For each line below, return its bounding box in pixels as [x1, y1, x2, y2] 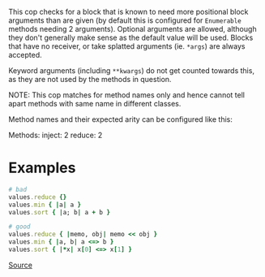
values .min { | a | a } [8, 201, 82, 209]
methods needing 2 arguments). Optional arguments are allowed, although [8, 24, 257, 33]
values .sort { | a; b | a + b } [8, 208, 111, 216]
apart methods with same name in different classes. [8, 99, 182, 108]
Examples [8, 158, 76, 177]
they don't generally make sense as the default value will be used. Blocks [8, 32, 254, 42]
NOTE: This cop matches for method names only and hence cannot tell [8, 90, 246, 100]
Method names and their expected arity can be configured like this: [8, 115, 233, 124]
